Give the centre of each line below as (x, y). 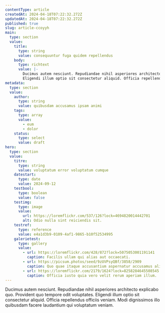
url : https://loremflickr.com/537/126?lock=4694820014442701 (87, 216)
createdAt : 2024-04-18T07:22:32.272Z (44, 14)
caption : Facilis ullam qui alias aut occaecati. (79, 257)
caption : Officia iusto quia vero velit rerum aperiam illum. (92, 276)
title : (21, 46)
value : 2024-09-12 (37, 184)
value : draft (31, 143)
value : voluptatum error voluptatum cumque (63, 170)
